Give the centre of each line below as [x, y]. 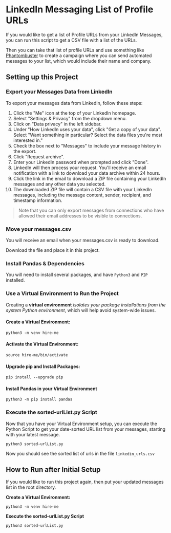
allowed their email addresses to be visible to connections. [80, 216]
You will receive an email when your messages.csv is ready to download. [83, 240]
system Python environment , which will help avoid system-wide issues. [81, 310]
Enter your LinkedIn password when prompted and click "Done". [81, 162]
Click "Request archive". [39, 157]
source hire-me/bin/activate [37, 355]
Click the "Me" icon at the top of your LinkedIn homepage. [74, 113]
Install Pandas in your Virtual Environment [51, 389]
